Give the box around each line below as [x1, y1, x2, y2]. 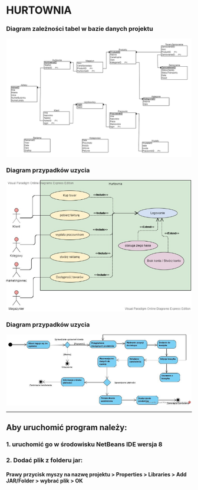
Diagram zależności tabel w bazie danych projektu [6, 25, 153, 33]
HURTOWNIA [6, 4, 72, 17]
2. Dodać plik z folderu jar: [6, 456, 83, 465]
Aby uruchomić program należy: [6, 423, 128, 433]
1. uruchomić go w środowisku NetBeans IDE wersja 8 [6, 440, 163, 449]
